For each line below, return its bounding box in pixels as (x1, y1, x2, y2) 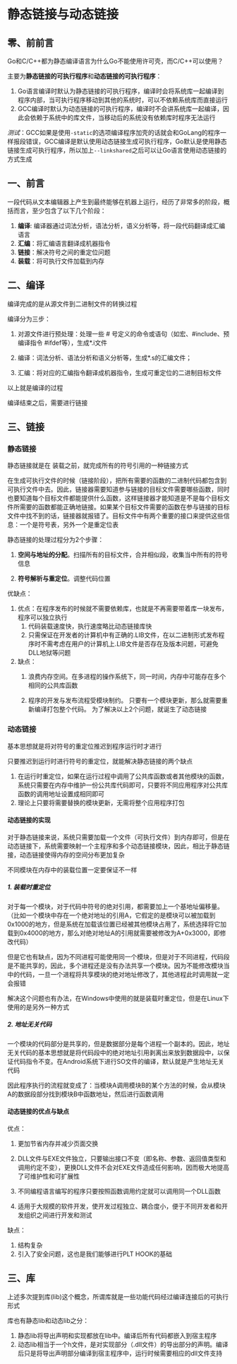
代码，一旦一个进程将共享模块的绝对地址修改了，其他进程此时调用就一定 (19, 970, 230, 978)
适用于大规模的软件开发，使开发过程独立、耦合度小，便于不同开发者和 (17, 1202, 222, 1210)
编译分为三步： (7, 314, 51, 323)
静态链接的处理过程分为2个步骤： (7, 535, 104, 544)
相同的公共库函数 (28, 681, 78, 689)
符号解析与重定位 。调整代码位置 (17, 574, 111, 583)
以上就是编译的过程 (7, 383, 63, 392)
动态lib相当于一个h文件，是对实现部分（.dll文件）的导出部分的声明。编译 (17, 1340, 229, 1348)
